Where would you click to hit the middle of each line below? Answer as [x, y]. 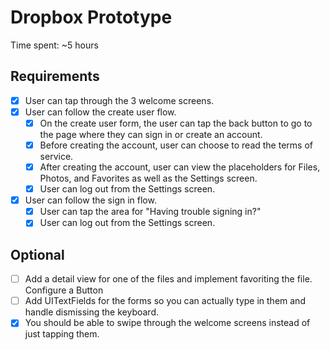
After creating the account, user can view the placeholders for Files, [180, 167]
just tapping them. [62, 334]
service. [56, 156]
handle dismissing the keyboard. [92, 312]
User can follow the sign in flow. [90, 200]
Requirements [55, 76]
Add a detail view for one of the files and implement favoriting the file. [168, 279]
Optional [37, 254]
